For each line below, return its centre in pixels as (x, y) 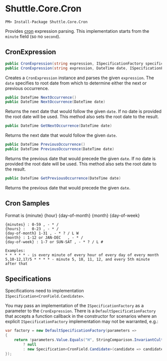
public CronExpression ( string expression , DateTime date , (66, 68)
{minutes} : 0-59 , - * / (32, 224)
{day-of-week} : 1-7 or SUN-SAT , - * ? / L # (54, 242)
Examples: (15, 251)
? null (30, 345)
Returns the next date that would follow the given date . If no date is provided (83, 111)
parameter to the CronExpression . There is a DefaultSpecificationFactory (81, 311)
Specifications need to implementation (45, 291)
